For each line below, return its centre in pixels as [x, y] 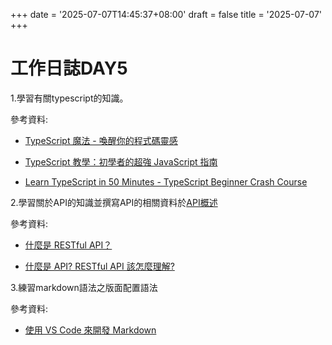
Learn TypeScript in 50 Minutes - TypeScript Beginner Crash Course [166, 181]
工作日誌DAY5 [69, 68]
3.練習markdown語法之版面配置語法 [84, 287]
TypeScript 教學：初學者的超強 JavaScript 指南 [121, 161]
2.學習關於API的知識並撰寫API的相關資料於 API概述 [114, 202]
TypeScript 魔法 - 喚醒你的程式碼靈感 [101, 140]
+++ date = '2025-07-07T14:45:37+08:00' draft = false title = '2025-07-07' [166, 14]
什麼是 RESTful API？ [68, 245]
